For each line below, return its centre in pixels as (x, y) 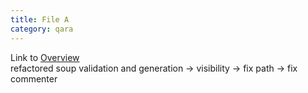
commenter (34, 78)
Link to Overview (45, 57)
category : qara (42, 29)
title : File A (40, 19)
